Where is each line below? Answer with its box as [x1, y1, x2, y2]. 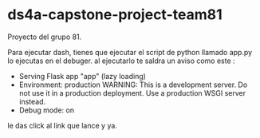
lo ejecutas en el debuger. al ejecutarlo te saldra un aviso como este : [7, 56, 236, 65]
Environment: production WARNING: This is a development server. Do [18, 80, 248, 89]
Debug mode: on [18, 105, 75, 115]
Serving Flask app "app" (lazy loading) [18, 71, 147, 81]
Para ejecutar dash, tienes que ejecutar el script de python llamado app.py [7, 47, 253, 57]
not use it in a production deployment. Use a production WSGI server [18, 88, 246, 97]
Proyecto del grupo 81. [7, 32, 82, 41]
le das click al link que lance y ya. [7, 120, 117, 130]
